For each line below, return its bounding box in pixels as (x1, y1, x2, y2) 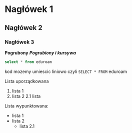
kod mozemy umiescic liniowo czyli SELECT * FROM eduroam (4, 68, 127, 74)
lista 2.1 (19, 123, 35, 129)
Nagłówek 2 (4, 23, 43, 32)
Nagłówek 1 (4, 3, 53, 15)
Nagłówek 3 (4, 38, 34, 45)
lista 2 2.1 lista (11, 93, 41, 99)
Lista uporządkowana (4, 78, 49, 84)
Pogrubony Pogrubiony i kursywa (4, 49, 76, 55)
